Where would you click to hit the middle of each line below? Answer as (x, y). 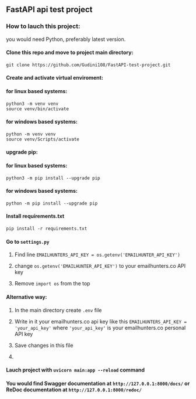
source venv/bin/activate (37, 109)
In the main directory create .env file (58, 310)
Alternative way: (27, 297)
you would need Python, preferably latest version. (66, 39)
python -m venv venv (31, 134)
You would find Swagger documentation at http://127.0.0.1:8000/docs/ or (98, 383)
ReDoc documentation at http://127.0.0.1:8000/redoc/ (74, 390)
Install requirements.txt (35, 216)
